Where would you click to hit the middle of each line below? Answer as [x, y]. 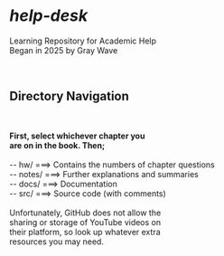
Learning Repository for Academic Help [83, 41]
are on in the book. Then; [57, 145]
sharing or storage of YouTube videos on [85, 222]
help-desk [49, 16]
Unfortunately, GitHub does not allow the [85, 213]
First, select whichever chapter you [77, 136]
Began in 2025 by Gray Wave [64, 50]
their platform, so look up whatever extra [85, 232]
